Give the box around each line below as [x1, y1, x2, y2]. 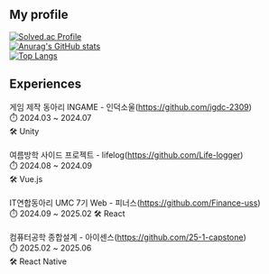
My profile [9, 7, 69, 23]
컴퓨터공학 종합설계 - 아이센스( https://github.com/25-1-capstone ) [9, 232, 246, 242]
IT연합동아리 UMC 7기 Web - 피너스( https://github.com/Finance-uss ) [9, 197, 261, 208]
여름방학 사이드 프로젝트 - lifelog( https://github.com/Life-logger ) [9, 149, 244, 160]
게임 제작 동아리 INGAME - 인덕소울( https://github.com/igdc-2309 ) [9, 101, 253, 112]
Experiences [9, 77, 82, 92]
